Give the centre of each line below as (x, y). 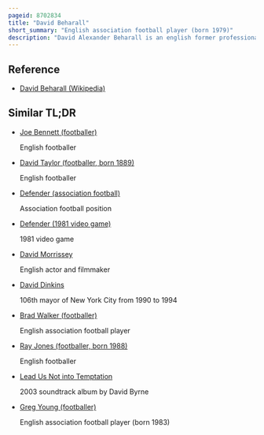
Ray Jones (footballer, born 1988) (73, 346)
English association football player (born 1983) (95, 422)
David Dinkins (42, 284)
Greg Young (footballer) (58, 407)
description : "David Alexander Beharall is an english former (112, 37)
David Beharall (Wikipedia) (62, 88)
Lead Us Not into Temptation (66, 376)
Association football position (66, 208)
